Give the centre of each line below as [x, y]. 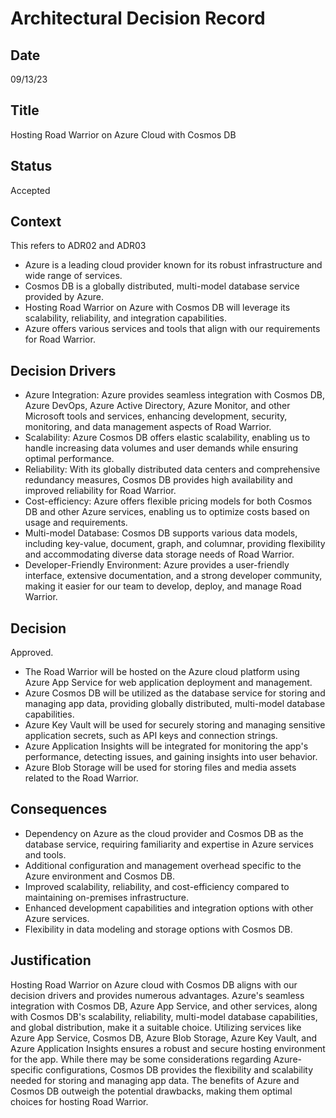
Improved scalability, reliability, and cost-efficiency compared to [157, 886]
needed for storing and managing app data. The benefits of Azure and [155, 1080]
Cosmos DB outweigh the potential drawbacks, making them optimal [151, 1091]
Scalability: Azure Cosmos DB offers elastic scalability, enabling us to [167, 438]
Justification [51, 960]
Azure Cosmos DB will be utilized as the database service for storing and [175, 693]
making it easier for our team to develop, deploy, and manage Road [163, 586]
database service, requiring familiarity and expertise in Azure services [169, 844]
